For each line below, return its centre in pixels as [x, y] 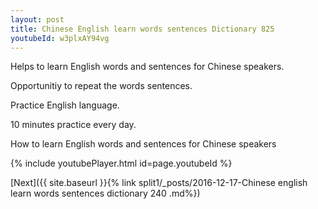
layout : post [37, 19]
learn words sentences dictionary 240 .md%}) [105, 193]
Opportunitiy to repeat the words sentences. [101, 86]
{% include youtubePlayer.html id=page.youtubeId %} [121, 163]
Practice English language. [65, 105]
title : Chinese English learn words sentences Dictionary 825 [142, 29]
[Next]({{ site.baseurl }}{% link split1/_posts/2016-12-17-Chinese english [159, 183]
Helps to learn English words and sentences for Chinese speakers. [147, 67]
